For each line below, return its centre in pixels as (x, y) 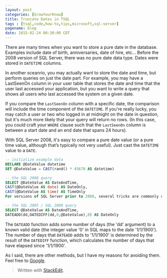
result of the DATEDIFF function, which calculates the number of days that (80, 240)
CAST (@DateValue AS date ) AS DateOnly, (46, 187)
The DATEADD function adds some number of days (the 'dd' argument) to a (80, 224)
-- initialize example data (34, 160)
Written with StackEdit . (41, 270)
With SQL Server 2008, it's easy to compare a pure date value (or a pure (79, 140)
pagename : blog (21, 28)
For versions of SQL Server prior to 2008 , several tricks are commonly (82, 197)
